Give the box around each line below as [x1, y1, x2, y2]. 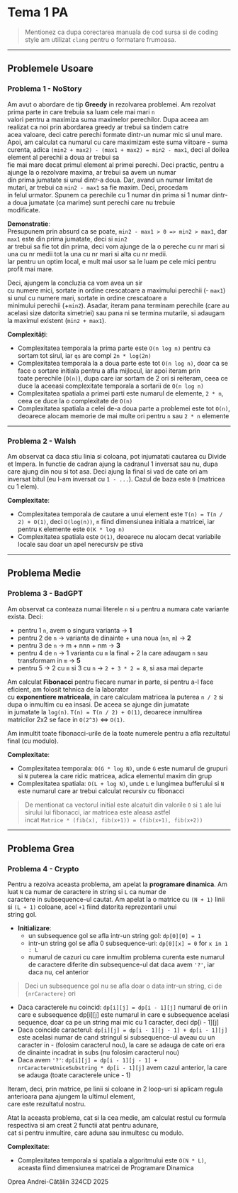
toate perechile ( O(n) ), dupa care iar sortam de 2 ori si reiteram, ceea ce [17, 374, 229, 382]
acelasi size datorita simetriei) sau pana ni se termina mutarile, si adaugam [7, 308, 225, 317]
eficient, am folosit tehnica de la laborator [7, 685, 129, 693]
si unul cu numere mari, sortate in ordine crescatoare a [7, 293, 168, 302]
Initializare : [17, 924, 52, 932]
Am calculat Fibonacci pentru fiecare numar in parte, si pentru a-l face [7, 677, 214, 686]
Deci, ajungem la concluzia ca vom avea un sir [7, 278, 143, 287]
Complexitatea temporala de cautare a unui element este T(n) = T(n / [17, 509, 223, 518]
